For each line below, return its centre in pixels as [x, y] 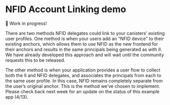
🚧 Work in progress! [26, 23]
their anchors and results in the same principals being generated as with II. [84, 49]
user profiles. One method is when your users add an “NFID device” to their [85, 39]
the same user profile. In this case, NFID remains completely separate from [84, 81]
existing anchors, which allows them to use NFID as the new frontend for [82, 44]
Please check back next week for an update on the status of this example [82, 91]
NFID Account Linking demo [66, 9]
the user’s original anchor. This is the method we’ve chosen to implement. [83, 86]
